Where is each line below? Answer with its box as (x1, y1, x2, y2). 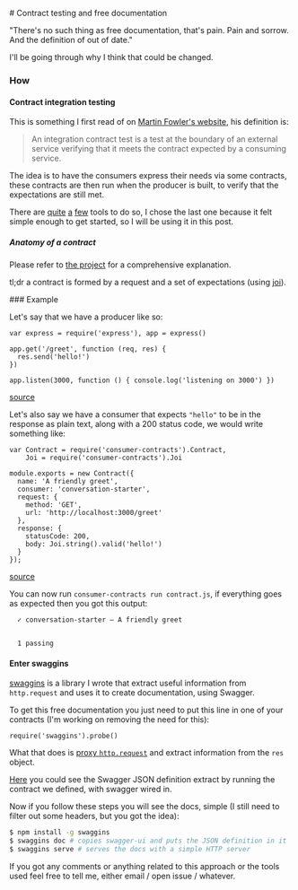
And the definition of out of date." (9, 35, 133, 45)
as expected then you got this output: (9, 598, 148, 609)
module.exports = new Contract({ (9, 469, 135, 478)
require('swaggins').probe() (9, 731, 118, 741)
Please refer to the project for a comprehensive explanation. (9, 259, 232, 270)
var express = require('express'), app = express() (9, 329, 206, 338)
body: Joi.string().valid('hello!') (25, 540, 163, 549)
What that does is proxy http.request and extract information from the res (9, 747, 285, 758)
